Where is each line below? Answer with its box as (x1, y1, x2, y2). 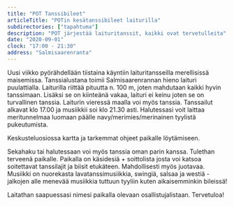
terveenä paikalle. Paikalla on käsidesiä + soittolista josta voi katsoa (7, 154, 202, 163)
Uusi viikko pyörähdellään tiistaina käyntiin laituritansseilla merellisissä (7, 68, 210, 77)
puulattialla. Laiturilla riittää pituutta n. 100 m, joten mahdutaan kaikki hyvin (7, 83, 221, 91)
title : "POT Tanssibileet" (7, 10, 86, 17)
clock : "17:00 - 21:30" (7, 43, 77, 50)
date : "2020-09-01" (7, 36, 64, 43)
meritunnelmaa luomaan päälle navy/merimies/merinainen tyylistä (7, 112, 196, 121)
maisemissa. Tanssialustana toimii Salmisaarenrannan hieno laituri (7, 75, 197, 84)
